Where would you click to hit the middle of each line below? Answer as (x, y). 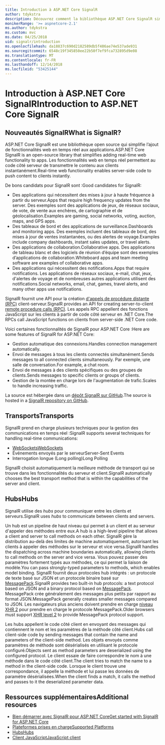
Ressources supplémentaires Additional (67, 697)
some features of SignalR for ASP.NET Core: (50, 334)
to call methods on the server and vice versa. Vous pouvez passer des (76, 557)
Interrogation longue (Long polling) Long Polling (60, 458)
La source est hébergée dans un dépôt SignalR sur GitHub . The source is (78, 395)
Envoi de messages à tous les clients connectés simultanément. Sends (83, 354)
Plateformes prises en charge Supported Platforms (63, 727)
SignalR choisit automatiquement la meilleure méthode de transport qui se (80, 468)
